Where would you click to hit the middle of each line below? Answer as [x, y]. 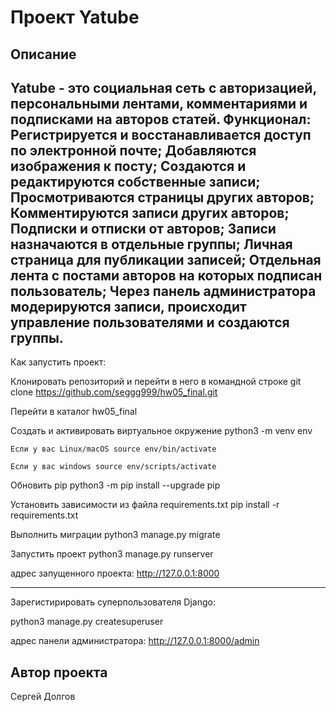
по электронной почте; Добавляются [133, 150]
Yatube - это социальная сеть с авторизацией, [163, 87]
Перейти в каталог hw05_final [74, 412]
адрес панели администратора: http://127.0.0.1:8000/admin [135, 641]
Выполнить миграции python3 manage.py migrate [115, 535]
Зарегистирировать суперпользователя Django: [113, 602]
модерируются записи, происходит [128, 306]
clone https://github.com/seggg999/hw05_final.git [114, 392]
